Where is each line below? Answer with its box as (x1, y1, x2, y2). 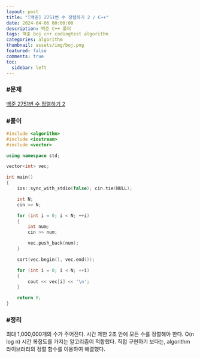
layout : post (6, 8, 39, 15)
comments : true (6, 53, 44, 59)
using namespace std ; (6, 152, 60, 159)
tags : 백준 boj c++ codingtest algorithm (6, 31, 109, 37)
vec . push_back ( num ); (28, 240, 79, 246)
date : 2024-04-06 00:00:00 (6, 20, 74, 26)
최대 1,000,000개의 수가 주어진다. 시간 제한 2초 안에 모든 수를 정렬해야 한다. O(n (6, 330, 195, 338)
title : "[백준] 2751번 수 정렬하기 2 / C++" (6, 14, 109, 20)
